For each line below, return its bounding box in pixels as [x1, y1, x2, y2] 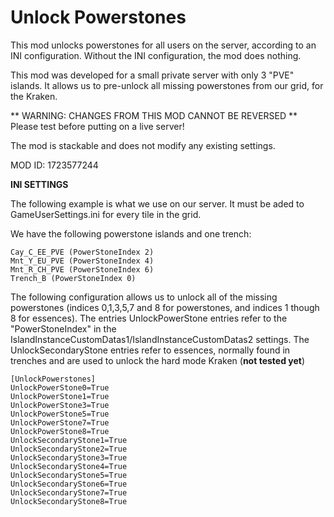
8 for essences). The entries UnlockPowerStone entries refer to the [10, 312, 288, 324]
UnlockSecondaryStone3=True [10, 452, 128, 463]
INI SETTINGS [10, 178, 69, 190]
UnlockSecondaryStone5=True [10, 470, 128, 480]
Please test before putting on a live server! [10, 120, 185, 132]
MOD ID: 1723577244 [10, 159, 99, 171]
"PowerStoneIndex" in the [10, 322, 117, 335]
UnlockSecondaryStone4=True [10, 461, 128, 471]
